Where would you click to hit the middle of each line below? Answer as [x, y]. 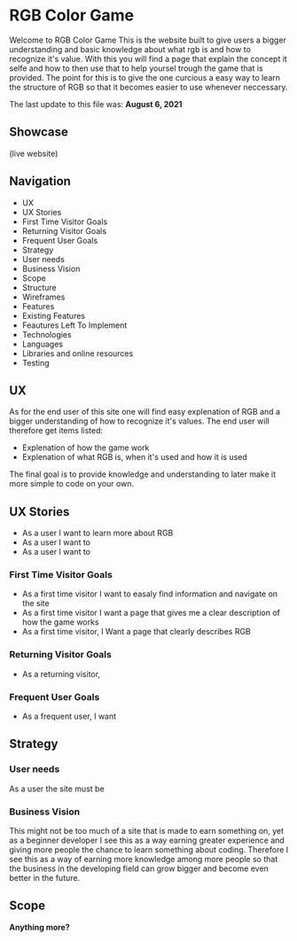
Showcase [39, 132]
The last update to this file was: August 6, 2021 [96, 104]
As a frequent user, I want [69, 716]
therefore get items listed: [56, 431]
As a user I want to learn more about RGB [98, 533]
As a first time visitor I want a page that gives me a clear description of [151, 613]
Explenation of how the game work [86, 447]
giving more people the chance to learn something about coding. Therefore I [149, 850]
